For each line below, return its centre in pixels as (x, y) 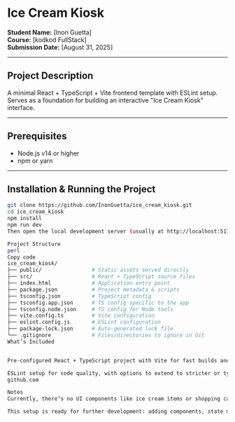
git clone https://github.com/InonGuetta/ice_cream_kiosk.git (100, 205)
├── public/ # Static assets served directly (98, 270)
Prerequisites (37, 136)
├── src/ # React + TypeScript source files (101, 277)
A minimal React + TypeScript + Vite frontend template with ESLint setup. (113, 93)
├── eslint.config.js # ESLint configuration (84, 322)
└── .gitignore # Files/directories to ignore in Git (106, 335)
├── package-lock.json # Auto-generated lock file (90, 329)
